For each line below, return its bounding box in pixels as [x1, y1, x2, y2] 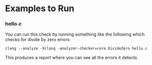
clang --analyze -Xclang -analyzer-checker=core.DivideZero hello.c [5, 46, 148, 51]
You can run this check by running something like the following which [5, 31, 145, 37]
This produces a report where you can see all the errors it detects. [5, 55, 138, 61]
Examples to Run [5, 3, 75, 14]
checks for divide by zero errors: [5, 37, 71, 43]
